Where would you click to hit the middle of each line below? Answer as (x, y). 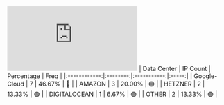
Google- (206, 76)
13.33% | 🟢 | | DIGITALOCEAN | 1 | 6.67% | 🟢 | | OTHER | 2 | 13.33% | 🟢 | (112, 94)
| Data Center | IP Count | (174, 69)
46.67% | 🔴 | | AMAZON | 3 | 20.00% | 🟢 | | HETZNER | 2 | (121, 84)
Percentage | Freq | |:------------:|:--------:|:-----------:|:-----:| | (100, 76)
